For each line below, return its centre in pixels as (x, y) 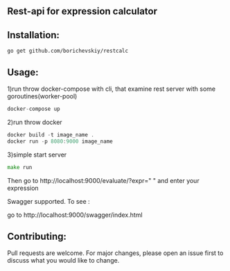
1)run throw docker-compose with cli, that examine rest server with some (112, 89)
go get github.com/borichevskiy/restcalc (68, 51)
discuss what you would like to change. (63, 261)
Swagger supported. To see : (48, 201)
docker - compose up (34, 109)
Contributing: (37, 236)
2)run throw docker (35, 122)
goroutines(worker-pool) (42, 96)
